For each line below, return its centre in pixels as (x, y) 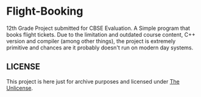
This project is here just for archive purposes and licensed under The (93, 81)
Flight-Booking (45, 11)
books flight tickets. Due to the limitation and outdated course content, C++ (101, 34)
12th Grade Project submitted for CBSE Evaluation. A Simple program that (98, 28)
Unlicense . (20, 88)
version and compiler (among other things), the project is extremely (91, 41)
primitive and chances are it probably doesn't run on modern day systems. (100, 48)
